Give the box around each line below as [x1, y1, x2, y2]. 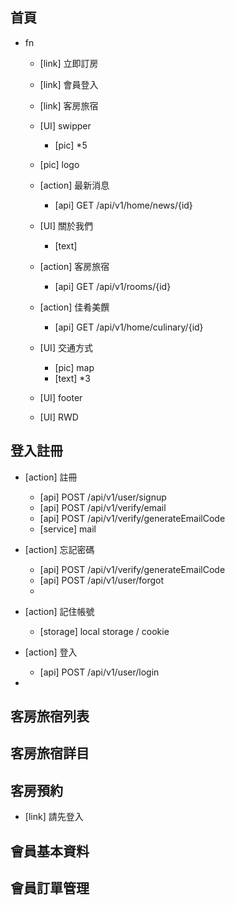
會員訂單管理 [10, 880, 90, 897]
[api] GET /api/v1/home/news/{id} [54, 199, 193, 211]
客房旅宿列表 [10, 708, 90, 725]
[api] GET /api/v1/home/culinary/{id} [54, 321, 204, 333]
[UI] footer [39, 391, 83, 403]
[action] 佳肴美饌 [39, 301, 110, 313]
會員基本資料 [10, 843, 90, 860]
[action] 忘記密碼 [24, 543, 95, 555]
